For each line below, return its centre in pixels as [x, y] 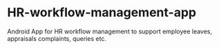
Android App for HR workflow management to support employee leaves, [110, 31]
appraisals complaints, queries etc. [57, 38]
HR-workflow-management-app [102, 13]
